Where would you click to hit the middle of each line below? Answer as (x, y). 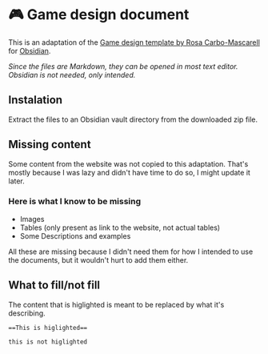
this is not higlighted (48, 342)
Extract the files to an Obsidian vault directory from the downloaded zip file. (133, 119)
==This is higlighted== (48, 328)
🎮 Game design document (99, 15)
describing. (27, 313)
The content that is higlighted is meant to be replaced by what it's (116, 304)
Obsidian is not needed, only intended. (72, 74)
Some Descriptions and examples (75, 235)
